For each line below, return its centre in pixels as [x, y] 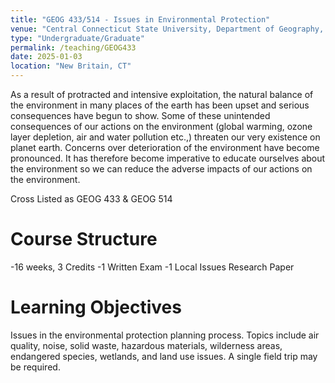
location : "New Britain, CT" [71, 66]
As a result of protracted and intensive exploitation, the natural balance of [162, 94]
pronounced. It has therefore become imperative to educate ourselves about [168, 158]
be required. [35, 367]
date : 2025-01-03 [46, 57]
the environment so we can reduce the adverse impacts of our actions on [161, 169]
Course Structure [84, 239]
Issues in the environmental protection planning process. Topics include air [165, 335]
